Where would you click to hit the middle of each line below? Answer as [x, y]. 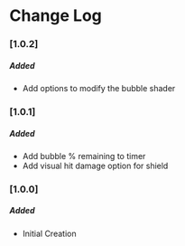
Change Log [55, 16]
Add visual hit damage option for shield [95, 166]
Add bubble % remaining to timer [84, 156]
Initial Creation [49, 233]
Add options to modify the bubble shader [99, 89]
